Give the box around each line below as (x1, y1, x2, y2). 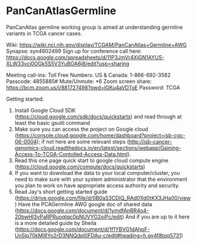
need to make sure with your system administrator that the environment (14, 176, 188, 183)
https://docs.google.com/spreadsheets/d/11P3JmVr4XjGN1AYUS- (6, 54, 165, 61)
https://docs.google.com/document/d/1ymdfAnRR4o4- (16, 207, 150, 214)
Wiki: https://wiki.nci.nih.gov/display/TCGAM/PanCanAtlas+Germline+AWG (6, 41, 187, 48)
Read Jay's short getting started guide (14, 188, 107, 195)
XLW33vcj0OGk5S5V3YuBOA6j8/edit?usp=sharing (6, 60, 130, 67)
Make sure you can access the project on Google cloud (14, 125, 148, 133)
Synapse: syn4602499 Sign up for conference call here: (6, 47, 142, 54)
